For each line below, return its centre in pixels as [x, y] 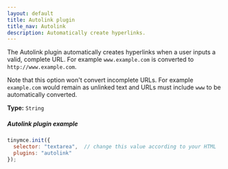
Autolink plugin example [43, 124]
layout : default [30, 13]
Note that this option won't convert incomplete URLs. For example [100, 80]
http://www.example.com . [42, 67]
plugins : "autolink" [43, 153]
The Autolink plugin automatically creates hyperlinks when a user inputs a [112, 52]
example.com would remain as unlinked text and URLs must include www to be [114, 87]
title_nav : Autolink [37, 26]
